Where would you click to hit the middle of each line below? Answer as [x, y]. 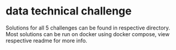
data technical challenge [69, 11]
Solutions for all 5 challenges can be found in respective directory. [88, 28]
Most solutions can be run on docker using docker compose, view [88, 34]
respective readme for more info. [47, 40]
